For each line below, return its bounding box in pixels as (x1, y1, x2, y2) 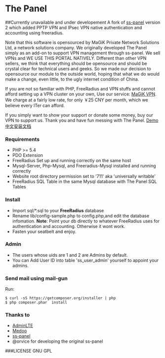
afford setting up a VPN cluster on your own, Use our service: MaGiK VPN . (5, 91, 157, 97)
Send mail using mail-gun (5, 275, 68, 282)
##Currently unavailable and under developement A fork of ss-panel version (5, 19, 161, 25)
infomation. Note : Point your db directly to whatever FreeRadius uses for (12, 218, 160, 224)
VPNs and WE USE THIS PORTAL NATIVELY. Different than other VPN (5, 55, 147, 61)
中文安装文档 (5, 123, 31, 129)
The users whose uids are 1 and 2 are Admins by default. (12, 252, 128, 258)
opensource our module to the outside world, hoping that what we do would (5, 71, 160, 77)
